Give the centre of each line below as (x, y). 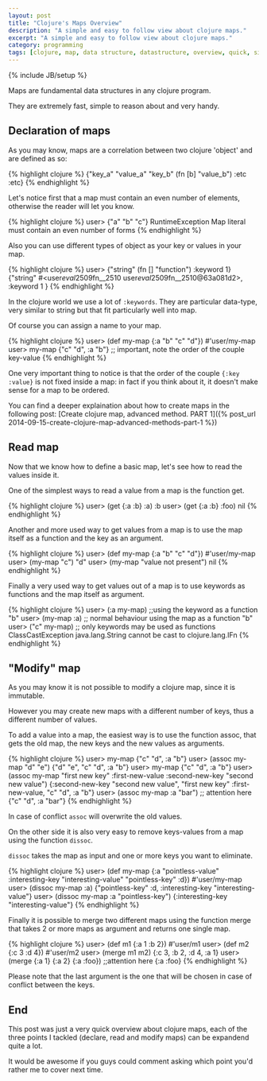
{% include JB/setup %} (48, 75)
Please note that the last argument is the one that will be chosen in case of (130, 976)
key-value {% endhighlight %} (58, 358)
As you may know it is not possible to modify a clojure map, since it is (122, 688)
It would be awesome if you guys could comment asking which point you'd (130, 1061)
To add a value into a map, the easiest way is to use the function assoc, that (132, 735)
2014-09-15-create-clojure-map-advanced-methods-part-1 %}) (113, 422)
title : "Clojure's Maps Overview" (66, 23)
